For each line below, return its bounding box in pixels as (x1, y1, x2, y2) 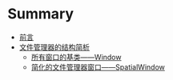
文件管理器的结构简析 (18, 42, 90, 52)
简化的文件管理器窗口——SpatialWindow (30, 62, 165, 72)
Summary (7, 5, 74, 23)
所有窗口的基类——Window (30, 52, 122, 62)
